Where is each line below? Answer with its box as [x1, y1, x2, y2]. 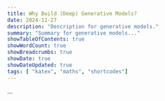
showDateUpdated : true [7, 62, 72, 68]
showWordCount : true [7, 42, 67, 49]
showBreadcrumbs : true [7, 49, 72, 56]
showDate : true [7, 55, 51, 62]
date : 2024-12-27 [7, 17, 57, 24]
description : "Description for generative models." [7, 23, 159, 30]
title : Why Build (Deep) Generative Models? [7, 10, 137, 17]
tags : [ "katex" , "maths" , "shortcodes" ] [7, 68, 128, 75]
